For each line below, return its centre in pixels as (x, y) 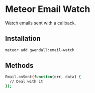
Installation (23, 39)
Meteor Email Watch (48, 9)
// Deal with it (26, 82)
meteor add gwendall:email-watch (40, 50)
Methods (19, 66)
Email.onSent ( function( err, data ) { (43, 77)
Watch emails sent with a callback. (41, 23)
